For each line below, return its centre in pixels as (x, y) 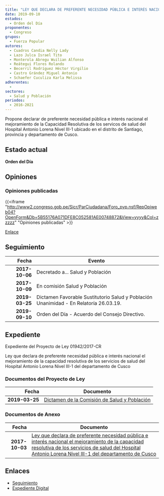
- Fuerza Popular (27, 42)
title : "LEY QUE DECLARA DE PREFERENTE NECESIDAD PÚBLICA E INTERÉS (76, 10)
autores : (14, 46)
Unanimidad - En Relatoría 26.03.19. (79, 303)
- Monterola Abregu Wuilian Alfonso (47, 60)
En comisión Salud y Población (72, 286)
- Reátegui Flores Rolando (37, 64)
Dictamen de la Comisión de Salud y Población (97, 400)
